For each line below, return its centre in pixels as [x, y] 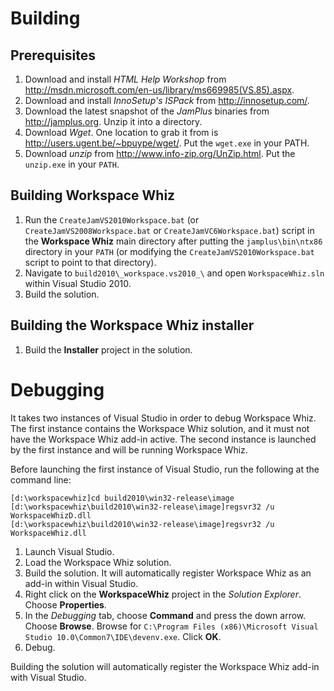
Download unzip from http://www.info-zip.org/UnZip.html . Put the [160, 153]
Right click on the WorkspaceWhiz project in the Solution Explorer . [163, 594]
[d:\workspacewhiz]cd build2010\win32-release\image [122, 498]
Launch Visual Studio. [69, 551]
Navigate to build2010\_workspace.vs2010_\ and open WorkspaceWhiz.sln [174, 273]
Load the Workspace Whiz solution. [98, 562]
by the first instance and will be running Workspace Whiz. [129, 449]
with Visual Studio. [48, 677]
